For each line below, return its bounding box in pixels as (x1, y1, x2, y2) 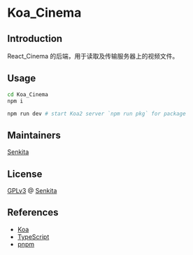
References (7, 207, 59, 219)
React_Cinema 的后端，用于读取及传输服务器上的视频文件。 (7, 52, 179, 60)
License (7, 168, 43, 180)
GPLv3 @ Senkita (7, 187, 57, 195)
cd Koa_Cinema (7, 91, 49, 98)
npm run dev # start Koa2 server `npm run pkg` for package (7, 110, 187, 117)
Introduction (7, 33, 63, 45)
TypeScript (17, 232, 50, 241)
